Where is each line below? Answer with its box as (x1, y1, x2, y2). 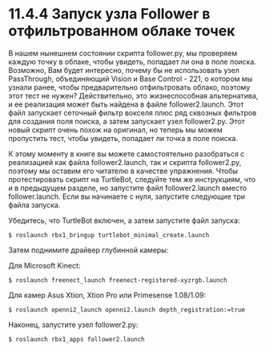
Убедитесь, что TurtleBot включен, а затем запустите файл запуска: (8, 216, 240, 225)
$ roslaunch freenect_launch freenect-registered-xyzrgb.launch (8, 276, 228, 284)
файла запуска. (8, 200, 61, 209)
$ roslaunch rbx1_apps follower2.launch (8, 335, 146, 343)
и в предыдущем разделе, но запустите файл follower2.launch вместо (8, 183, 247, 192)
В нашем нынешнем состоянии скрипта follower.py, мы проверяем (8, 48, 238, 58)
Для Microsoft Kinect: (8, 260, 81, 270)
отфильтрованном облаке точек (8, 22, 236, 40)
